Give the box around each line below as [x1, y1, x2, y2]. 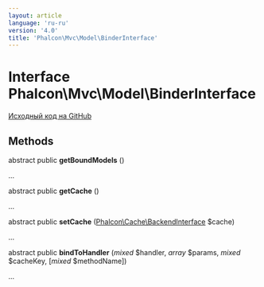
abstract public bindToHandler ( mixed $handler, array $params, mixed [8, 248, 241, 257]
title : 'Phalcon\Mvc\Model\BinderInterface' [8, 33, 158, 42]
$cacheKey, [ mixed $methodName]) [8, 256, 127, 266]
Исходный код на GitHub [8, 111, 92, 121]
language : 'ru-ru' [8, 19, 69, 27]
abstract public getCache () [8, 186, 99, 196]
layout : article [8, 11, 62, 20]
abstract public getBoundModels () [8, 156, 125, 165]
